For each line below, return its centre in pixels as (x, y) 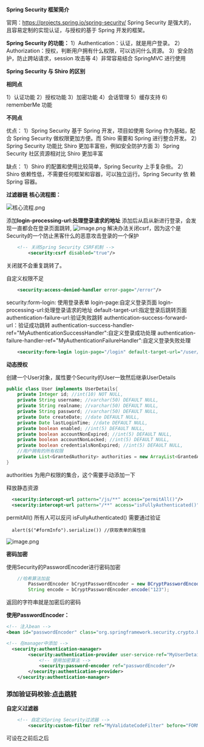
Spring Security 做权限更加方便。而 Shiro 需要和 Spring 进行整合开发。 (101, 138)
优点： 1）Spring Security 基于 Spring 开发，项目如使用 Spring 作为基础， (98, 131)
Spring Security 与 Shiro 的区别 (46, 71)
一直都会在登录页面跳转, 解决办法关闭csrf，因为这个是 (96, 228)
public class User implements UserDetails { (62, 389)
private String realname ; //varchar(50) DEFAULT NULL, (88, 406)
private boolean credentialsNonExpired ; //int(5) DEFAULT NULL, (100, 445)
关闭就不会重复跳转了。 (36, 265)
